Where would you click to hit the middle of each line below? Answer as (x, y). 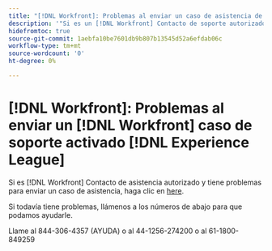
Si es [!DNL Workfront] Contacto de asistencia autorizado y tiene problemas (135, 182)
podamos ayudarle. (40, 215)
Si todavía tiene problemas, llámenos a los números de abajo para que (125, 206)
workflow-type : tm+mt (45, 46)
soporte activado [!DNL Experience (129, 143)
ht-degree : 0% (32, 62)
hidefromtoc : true (39, 31)
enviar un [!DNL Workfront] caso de (130, 125)
